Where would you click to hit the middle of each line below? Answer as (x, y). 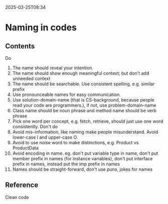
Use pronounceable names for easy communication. (67, 94)
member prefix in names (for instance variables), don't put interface (82, 159)
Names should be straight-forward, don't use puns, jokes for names (82, 169)
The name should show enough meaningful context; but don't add (81, 73)
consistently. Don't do (35, 127)
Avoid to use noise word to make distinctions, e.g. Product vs (75, 142)
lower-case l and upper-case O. (45, 137)
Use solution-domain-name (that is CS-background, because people (83, 100)
